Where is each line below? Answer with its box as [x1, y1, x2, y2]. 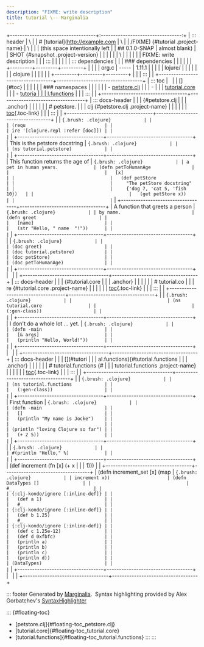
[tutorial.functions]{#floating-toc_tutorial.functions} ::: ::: [15, 633, 157, 641]
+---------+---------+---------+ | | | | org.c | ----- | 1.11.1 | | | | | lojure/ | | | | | [6, 63, 197, 71]
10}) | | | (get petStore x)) [6, 190, 187, 197]
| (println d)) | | [6, 555, 113, 561]
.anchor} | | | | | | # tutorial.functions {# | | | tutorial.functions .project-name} [6, 361, 197, 369]
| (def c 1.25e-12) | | [6, 528, 113, 534]
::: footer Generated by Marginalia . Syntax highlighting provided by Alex [6, 590, 188, 598]
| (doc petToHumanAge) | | [6, 259, 113, 266]
